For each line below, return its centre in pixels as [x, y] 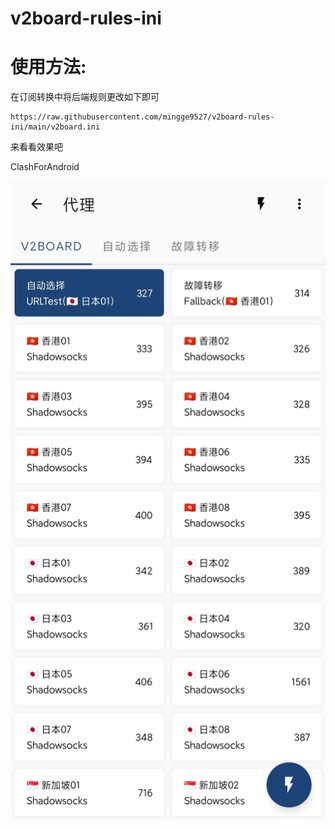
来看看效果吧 [36, 147]
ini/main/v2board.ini [55, 127]
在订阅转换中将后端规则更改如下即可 [85, 97]
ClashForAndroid [45, 167]
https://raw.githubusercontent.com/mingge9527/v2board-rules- [142, 117]
